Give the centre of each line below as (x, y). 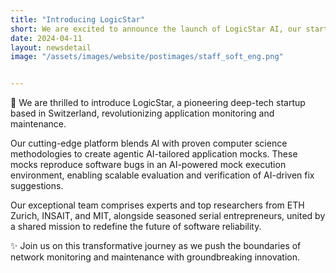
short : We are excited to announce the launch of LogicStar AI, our (156, 29)
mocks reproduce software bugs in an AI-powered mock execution (148, 165)
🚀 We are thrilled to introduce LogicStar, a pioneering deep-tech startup (158, 103)
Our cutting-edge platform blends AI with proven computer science (149, 143)
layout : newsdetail (51, 47)
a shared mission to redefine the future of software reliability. (136, 227)
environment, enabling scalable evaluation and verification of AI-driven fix (162, 175)
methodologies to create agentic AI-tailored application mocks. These (154, 154)
